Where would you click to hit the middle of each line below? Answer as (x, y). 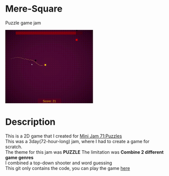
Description (30, 122)
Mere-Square (34, 9)
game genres (19, 157)
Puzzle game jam (23, 23)
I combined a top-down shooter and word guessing (59, 163)
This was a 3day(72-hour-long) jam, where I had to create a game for (77, 141)
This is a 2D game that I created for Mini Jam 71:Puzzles (64, 136)
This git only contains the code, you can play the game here (68, 168)
